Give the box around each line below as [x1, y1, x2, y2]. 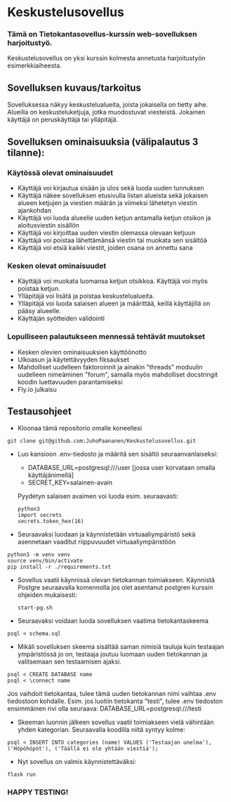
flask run [7, 771, 37, 778]
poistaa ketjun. [17, 284, 61, 293]
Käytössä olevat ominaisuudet [7, 168, 114, 178]
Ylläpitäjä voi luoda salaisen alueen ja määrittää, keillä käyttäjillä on [17, 299, 211, 308]
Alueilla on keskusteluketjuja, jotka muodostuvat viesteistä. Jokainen [7, 108, 206, 117]
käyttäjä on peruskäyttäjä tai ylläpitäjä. [7, 115, 118, 124]
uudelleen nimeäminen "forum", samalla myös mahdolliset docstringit [17, 370, 218, 379]
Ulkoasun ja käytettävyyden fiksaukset [17, 355, 130, 364]
